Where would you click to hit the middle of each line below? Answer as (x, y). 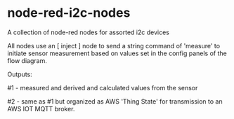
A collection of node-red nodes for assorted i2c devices (89, 32)
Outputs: (20, 74)
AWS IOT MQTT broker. (41, 108)
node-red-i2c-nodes (69, 13)
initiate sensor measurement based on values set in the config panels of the (117, 53)
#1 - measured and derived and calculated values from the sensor (103, 87)
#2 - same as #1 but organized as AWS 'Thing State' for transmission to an (115, 101)
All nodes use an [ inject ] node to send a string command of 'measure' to (113, 45)
